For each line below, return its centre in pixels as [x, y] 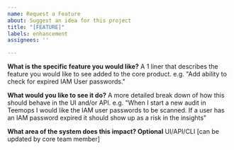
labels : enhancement [38, 34]
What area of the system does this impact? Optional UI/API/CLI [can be [113, 132]
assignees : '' [28, 40]
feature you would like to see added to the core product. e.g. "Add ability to [117, 74]
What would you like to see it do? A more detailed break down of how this [116, 96]
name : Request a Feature [44, 14]
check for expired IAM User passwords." [67, 81]
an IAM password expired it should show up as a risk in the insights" [107, 118]
